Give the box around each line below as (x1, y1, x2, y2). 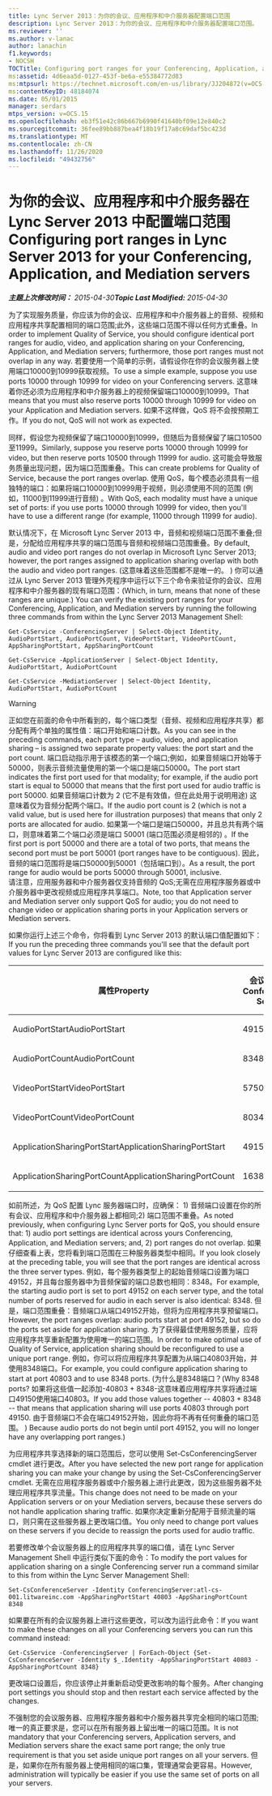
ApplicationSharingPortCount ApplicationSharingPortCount (12, 1171, 236, 1182)
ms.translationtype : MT (8, 132, 89, 140)
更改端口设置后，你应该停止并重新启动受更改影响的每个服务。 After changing (8, 1678, 264, 1688)
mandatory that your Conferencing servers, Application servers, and (8, 1732, 236, 1742)
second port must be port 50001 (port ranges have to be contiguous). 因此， (8, 848, 264, 858)
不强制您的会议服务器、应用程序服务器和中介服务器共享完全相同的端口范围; (8, 1712, 259, 1723)
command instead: (8, 1633, 70, 1643)
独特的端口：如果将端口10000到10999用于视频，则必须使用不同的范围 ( (8, 483, 246, 493)
